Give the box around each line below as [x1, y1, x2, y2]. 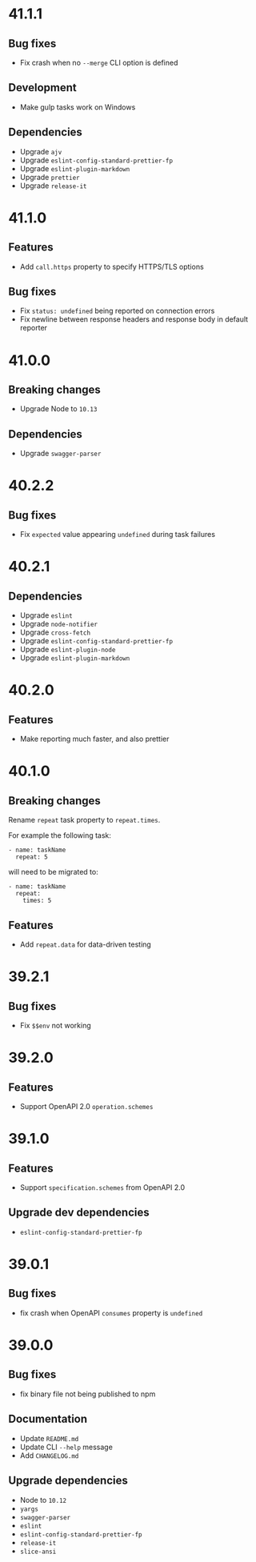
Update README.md [19, 1433, 79, 1443]
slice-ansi [19, 1548, 57, 1556]
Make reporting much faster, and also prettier [19, 734, 170, 744]
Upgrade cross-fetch [19, 627, 90, 637]
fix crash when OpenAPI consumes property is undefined [19, 1308, 203, 1317]
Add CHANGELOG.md [19, 1450, 79, 1460]
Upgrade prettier [19, 172, 80, 182]
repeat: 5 [15, 853, 48, 861]
